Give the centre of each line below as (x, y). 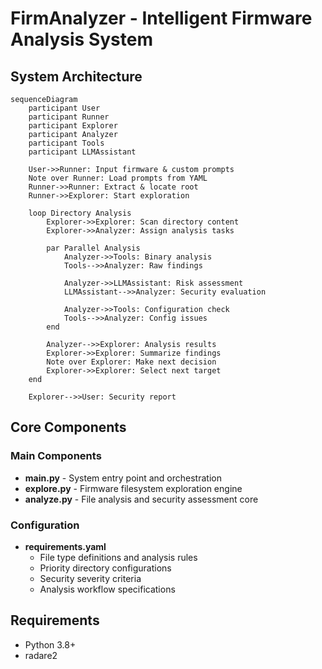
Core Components (68, 427)
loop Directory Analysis (80, 213)
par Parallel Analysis (93, 248)
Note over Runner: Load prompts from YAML (118, 178)
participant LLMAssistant (82, 152)
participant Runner (69, 117)
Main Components (56, 456)
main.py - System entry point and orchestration (123, 478)
